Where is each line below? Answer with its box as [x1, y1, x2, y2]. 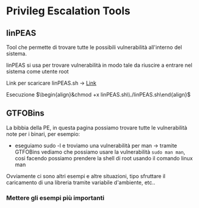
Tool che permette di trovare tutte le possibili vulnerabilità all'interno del [6, 44, 182, 51]
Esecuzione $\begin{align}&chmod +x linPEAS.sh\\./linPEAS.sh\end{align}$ [6, 91, 191, 98]
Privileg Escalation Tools [6, 4, 130, 18]
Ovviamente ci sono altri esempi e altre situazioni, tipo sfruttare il [6, 172, 166, 179]
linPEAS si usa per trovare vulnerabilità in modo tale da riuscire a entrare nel [6, 61, 192, 69]
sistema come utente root [6, 68, 69, 75]
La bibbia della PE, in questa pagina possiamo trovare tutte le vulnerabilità [6, 124, 188, 131]
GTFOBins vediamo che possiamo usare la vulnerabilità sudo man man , [14, 148, 186, 156]
